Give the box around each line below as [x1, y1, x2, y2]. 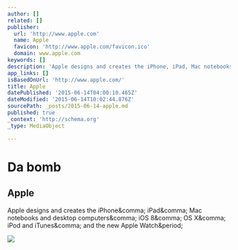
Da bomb [7, 159, 62, 175]
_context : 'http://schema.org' [7, 115, 100, 123]
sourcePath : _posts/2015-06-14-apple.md [7, 103, 129, 110]
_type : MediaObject [7, 122, 65, 130]
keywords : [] [7, 57, 46, 64]
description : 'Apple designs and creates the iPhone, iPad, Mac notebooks [7, 63, 233, 70]
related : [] [7, 17, 42, 24]
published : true [7, 109, 55, 116]
